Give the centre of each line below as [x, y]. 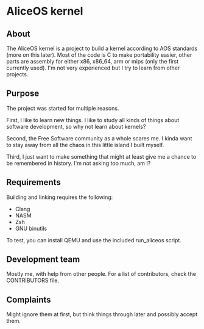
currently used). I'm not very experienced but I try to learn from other [93, 68]
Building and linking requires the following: [60, 197]
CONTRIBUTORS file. [33, 280]
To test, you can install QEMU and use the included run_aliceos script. [94, 240]
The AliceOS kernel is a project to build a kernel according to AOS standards [102, 48]
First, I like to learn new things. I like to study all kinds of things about [93, 120]
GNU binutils [31, 228]
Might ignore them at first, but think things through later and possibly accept [102, 314]
